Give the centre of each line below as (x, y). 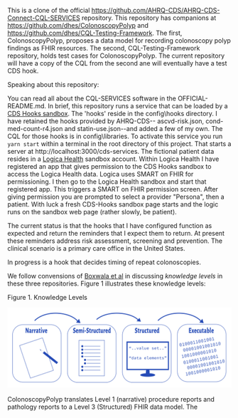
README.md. (27, 106)
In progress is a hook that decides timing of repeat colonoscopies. (104, 262)
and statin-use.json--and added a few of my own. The (144, 129)
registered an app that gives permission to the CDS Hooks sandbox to (109, 166)
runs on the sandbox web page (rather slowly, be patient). (92, 212)
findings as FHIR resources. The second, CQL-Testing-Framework (104, 48)
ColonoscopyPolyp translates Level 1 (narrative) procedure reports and (111, 399)
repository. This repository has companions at (149, 18)
